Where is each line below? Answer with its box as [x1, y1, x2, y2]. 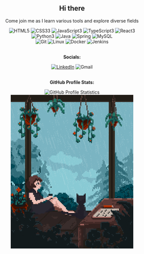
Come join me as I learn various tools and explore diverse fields [5, 17, 139, 24]
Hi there [59, 4, 85, 13]
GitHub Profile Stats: [50, 79, 94, 85]
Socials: [63, 54, 81, 60]
